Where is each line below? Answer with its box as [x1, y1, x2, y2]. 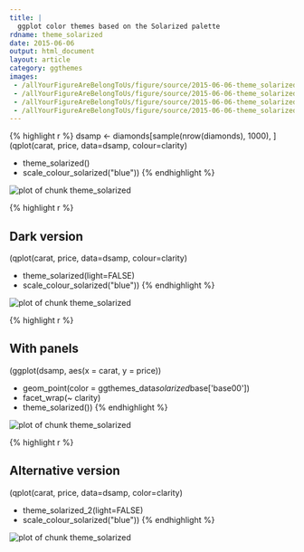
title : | [9, 13, 43, 23]
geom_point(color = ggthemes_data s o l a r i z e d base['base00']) [22, 382, 251, 394]
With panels [9, 341, 79, 357]
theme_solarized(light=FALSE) [22, 271, 136, 281]
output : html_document [9, 47, 95, 56]
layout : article [9, 55, 71, 64]
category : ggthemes [9, 64, 83, 73]
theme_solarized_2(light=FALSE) [22, 504, 144, 516]
